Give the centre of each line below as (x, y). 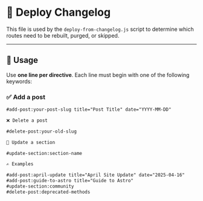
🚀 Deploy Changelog (58, 12)
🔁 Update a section (31, 142)
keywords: (19, 81)
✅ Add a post (26, 97)
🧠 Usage (22, 60)
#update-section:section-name (44, 153)
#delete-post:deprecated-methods (48, 192)
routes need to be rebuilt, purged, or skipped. (63, 35)
